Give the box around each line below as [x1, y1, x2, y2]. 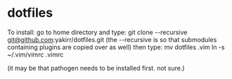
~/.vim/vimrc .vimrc [7, 50, 64, 59]
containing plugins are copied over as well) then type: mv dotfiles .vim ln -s [7, 43, 225, 51]
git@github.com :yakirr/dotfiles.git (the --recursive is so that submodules [7, 35, 217, 43]
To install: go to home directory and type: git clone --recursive [7, 28, 188, 36]
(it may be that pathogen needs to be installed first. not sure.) [7, 64, 185, 72]
